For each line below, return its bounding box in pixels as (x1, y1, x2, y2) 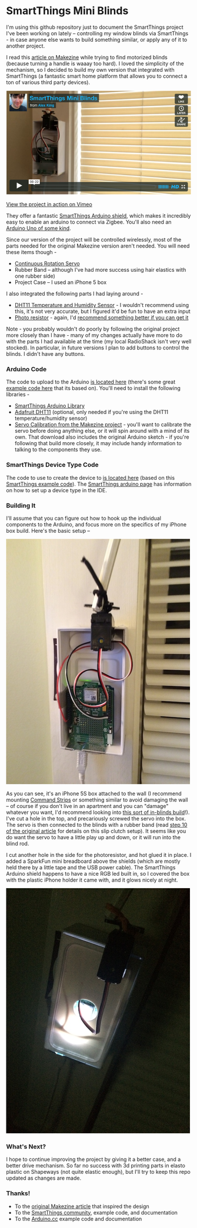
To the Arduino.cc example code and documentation (14, 1215, 142, 1222)
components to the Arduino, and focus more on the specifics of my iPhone (6, 521, 187, 528)
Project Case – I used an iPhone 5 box (14, 279, 107, 286)
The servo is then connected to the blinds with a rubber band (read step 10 (6, 822, 188, 829)
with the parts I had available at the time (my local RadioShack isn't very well (6, 338, 192, 345)
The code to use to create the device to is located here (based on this (6, 474, 175, 481)
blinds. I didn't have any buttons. (6, 351, 85, 358)
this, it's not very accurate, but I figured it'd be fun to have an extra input (14, 308, 191, 315)
